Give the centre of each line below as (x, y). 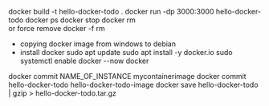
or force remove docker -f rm (57, 28)
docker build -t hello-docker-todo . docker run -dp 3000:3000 (111, 12)
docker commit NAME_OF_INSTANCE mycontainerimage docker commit (127, 76)
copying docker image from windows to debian (98, 44)
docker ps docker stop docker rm (81, 20)
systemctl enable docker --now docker (84, 61)
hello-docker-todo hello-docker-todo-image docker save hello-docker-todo (133, 84)
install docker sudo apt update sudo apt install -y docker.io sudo (126, 52)
